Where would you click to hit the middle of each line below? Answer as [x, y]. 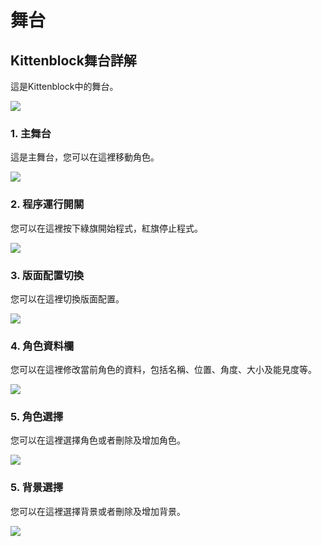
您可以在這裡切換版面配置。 [67, 298]
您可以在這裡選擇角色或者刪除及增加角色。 [98, 440]
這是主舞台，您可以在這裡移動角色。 [85, 157]
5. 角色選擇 [37, 417]
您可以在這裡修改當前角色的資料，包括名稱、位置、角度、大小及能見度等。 [163, 370]
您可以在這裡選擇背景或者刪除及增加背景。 [98, 511]
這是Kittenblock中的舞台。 [64, 86]
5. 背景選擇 [37, 488]
